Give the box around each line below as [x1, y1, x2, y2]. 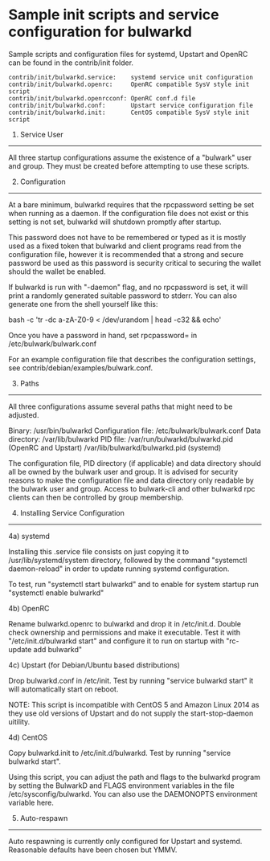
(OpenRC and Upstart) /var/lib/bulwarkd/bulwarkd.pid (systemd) [8, 443, 222, 452]
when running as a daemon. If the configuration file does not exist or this [8, 208, 249, 218]
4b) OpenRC [8, 603, 50, 613]
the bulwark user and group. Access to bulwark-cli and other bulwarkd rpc [8, 484, 256, 493]
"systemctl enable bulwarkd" [8, 588, 104, 598]
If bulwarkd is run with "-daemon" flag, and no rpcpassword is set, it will [8, 282, 248, 292]
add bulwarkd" [33, 644, 83, 654]
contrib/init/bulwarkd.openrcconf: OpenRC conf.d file [8, 94, 196, 102]
